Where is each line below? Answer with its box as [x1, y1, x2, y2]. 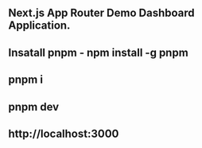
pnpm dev [8, 99, 60, 114]
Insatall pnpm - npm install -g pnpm [8, 45, 188, 59]
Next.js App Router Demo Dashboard [8, 6, 195, 20]
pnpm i [8, 73, 44, 87]
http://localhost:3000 [8, 127, 119, 140]
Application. [8, 19, 71, 33]
